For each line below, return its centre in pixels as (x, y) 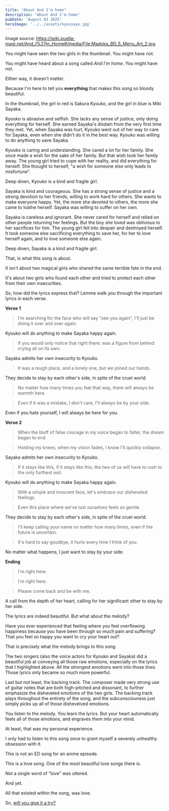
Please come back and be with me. (54, 591)
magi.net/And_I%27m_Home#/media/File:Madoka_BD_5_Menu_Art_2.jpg (80, 44)
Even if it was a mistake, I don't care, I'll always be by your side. (84, 403)
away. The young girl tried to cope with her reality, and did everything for (81, 161)
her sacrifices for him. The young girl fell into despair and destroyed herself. (84, 228)
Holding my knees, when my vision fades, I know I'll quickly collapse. (89, 448)
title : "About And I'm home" (36, 10)
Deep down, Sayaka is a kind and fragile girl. (51, 249)
